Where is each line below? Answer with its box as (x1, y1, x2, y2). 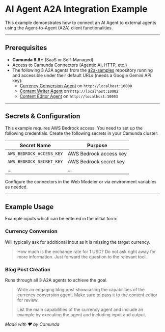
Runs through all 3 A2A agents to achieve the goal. (5, 277, 108, 283)
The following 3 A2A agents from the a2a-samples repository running (12, 67, 153, 73)
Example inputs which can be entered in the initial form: (5, 216, 118, 222)
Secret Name (19, 142, 51, 149)
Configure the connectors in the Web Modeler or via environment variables (5, 179, 157, 184)
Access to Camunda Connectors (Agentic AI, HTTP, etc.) (12, 62, 127, 68)
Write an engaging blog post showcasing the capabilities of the (17, 286, 145, 292)
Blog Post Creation (5, 266, 51, 273)
